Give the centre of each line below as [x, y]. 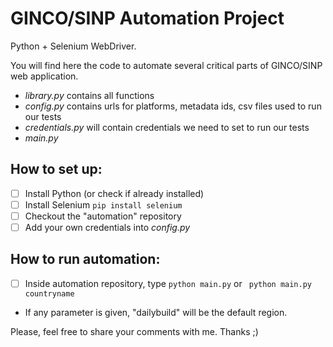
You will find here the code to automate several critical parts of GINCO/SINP [166, 65]
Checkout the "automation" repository [103, 216]
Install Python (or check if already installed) [114, 193]
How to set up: [56, 169]
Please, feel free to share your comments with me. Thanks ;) [134, 331]
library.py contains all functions [89, 95]
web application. [44, 76]
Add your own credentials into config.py [107, 227]
